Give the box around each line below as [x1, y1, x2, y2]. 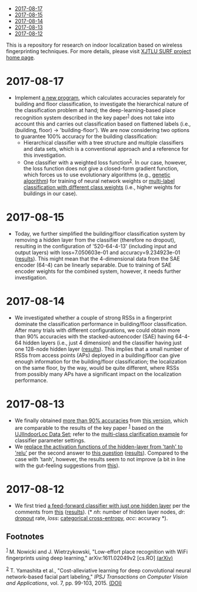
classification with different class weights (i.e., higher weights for [23, 184, 181, 191]
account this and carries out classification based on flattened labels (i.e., [14, 120, 191, 127]
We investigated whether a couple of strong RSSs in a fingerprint [14, 314, 172, 321]
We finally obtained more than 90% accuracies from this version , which [14, 417, 188, 424]
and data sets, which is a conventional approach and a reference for [23, 145, 189, 152]
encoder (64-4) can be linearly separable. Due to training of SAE [14, 262, 172, 269]
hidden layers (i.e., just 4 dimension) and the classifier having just [22, 339, 182, 347]
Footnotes [6, 532, 44, 542]
